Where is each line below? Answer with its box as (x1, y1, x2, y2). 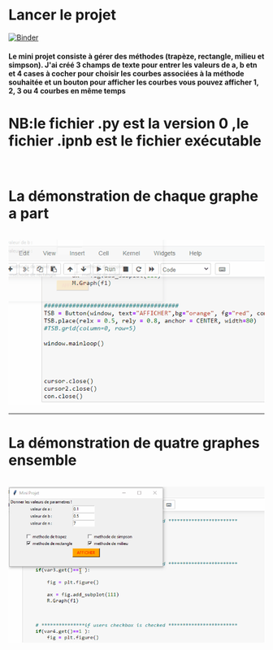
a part (8, 204, 50, 223)
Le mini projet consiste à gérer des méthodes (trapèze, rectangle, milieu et (8, 51, 265, 61)
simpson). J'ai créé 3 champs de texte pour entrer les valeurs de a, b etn (8, 59, 258, 70)
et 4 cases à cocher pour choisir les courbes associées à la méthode (8, 68, 245, 78)
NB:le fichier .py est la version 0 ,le (8, 114, 249, 132)
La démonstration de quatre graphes (8, 433, 260, 452)
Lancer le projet (8, 6, 116, 24)
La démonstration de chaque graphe (8, 187, 258, 205)
